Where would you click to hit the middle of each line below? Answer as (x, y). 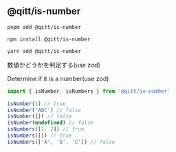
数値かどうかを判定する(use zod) (54, 65)
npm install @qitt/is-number (49, 39)
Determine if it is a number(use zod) (58, 78)
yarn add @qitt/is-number (44, 51)
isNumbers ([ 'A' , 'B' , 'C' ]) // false (61, 142)
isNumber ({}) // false (40, 116)
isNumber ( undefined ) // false (51, 123)
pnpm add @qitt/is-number (44, 27)
